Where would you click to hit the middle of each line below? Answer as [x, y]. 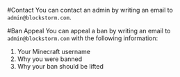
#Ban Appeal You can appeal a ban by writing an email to [89, 31]
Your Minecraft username [54, 52]
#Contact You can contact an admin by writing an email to [90, 10]
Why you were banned [50, 59]
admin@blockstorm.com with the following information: [83, 38]
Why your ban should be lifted [60, 66]
